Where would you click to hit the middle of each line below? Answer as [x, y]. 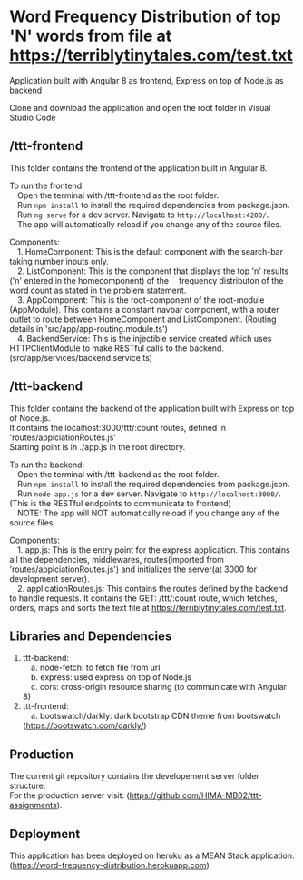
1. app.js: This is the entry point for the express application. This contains [154, 550]
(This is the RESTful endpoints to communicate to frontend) [120, 503]
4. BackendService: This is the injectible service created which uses [145, 338]
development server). [49, 578]
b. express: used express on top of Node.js [111, 677]
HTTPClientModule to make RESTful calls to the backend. [117, 348]
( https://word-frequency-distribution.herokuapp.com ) [110, 865]
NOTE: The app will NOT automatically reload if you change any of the [148, 513]
